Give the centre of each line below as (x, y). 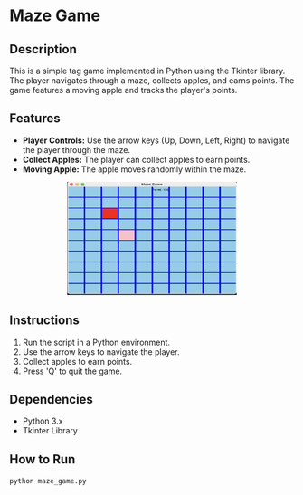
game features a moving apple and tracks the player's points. (123, 90)
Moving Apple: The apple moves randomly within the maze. (134, 169)
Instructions (44, 321)
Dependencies (51, 400)
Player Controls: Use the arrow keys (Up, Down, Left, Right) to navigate (156, 140)
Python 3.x (43, 421)
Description (43, 49)
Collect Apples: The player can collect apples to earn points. (136, 159)
